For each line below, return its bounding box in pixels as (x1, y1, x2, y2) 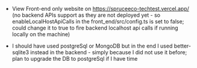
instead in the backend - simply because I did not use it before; (30, 49, 187, 56)
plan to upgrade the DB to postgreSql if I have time (11, 55, 138, 62)
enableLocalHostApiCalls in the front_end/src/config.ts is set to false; (11, 18, 184, 25)
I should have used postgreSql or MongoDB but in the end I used (11, 42, 173, 49)
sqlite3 (11, 49, 29, 56)
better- (174, 42, 192, 49)
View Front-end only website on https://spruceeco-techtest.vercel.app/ (11, 5, 190, 12)
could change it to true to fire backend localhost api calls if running (11, 24, 179, 31)
